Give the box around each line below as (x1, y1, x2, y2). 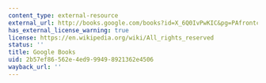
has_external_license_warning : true (8, 26, 129, 34)
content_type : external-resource (8, 11, 119, 20)
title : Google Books (8, 48, 77, 56)
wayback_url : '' (8, 63, 62, 71)
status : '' (8, 41, 44, 49)
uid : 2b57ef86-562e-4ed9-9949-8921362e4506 (8, 56, 154, 64)
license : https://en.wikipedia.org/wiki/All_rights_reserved (8, 33, 215, 42)
